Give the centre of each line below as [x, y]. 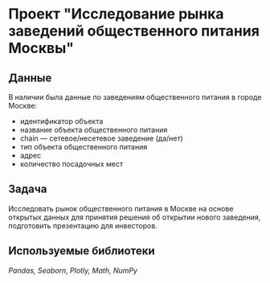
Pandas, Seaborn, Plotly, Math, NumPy [73, 270]
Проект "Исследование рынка [116, 14]
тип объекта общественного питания [84, 147]
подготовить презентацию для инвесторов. [83, 225]
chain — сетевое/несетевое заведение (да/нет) [101, 138]
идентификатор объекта [61, 121]
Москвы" [41, 48]
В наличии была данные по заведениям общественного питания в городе [135, 97]
